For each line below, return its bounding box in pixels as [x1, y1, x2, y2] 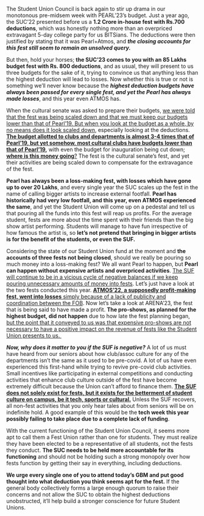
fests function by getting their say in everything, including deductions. [6, 460, 182, 466]
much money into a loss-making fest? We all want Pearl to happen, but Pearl [6, 260, 199, 268]
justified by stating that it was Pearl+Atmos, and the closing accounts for [6, 38, 191, 45]
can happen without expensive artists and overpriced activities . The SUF [6, 267, 195, 274]
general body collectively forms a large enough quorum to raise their [6, 484, 178, 492]
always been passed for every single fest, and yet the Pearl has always [6, 89, 191, 95]
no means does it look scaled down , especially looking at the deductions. [6, 127, 190, 133]
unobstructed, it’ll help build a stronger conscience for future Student [6, 498, 180, 504]
